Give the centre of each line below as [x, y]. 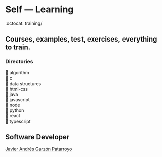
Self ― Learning [39, 9]
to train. [18, 47]
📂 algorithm [17, 72]
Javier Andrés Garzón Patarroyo [39, 149]
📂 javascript [18, 99]
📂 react [13, 115]
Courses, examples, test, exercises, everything [81, 39]
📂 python [15, 110]
